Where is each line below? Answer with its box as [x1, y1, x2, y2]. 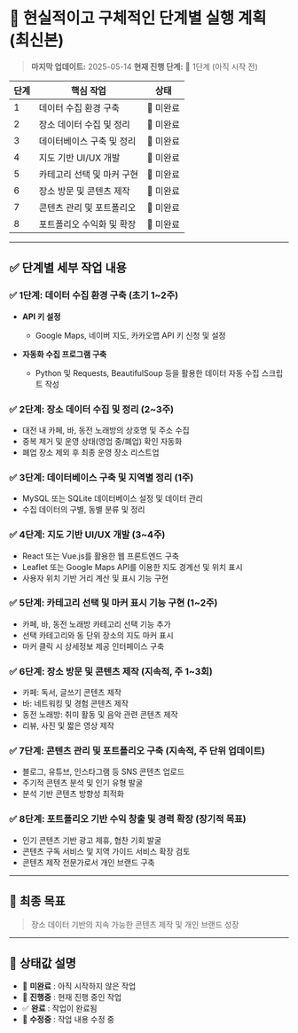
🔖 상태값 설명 [9, 955, 77, 971]
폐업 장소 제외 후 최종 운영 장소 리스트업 [21, 447, 160, 458]
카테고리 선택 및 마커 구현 [38, 168, 139, 180]
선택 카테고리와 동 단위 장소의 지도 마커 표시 [21, 630, 175, 640]
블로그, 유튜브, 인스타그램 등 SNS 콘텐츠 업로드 [21, 766, 184, 777]
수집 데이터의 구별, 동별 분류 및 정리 [21, 505, 145, 515]
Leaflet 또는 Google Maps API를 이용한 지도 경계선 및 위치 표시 [21, 561, 243, 572]
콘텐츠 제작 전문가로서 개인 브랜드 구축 [21, 857, 155, 867]
